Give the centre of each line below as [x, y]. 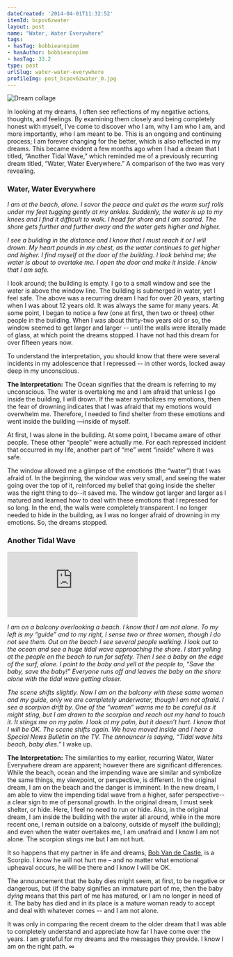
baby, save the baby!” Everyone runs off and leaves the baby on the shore [114, 671]
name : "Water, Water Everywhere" [56, 33]
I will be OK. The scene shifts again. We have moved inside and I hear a [110, 729]
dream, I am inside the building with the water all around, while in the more [114, 817]
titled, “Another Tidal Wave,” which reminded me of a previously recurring [113, 156]
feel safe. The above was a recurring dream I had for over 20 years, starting [116, 298]
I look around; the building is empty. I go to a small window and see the [109, 283]
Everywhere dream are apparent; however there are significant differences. [115, 765]
